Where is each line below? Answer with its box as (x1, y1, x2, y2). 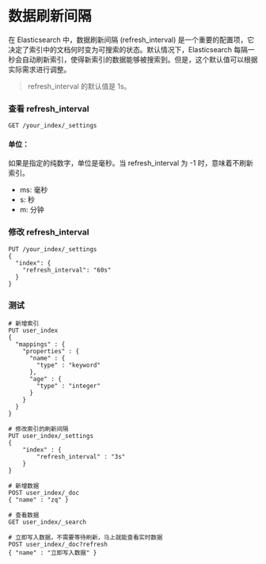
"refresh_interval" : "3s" (36, 453, 126, 461)
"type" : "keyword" (36, 361, 101, 369)
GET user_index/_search (8, 518, 87, 527)
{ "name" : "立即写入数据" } (8, 549, 97, 557)
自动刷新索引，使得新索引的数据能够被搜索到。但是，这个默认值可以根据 (21, 55, 258, 64)
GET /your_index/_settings (8, 122, 97, 130)
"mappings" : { (15, 341, 66, 349)
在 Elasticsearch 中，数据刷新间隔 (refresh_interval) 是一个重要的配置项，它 (8, 35, 255, 44)
